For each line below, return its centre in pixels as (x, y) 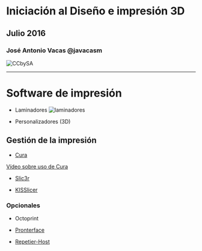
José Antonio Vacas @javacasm (54, 50)
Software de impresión (64, 93)
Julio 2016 (26, 33)
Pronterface (30, 230)
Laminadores (31, 110)
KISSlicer (26, 190)
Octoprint (27, 218)
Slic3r (22, 178)
